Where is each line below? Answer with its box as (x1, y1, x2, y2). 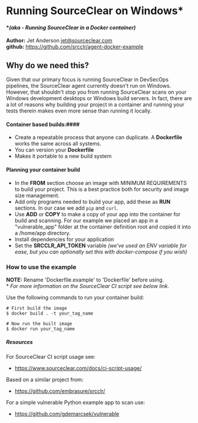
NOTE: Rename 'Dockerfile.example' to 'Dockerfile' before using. (6, 276, 164, 283)
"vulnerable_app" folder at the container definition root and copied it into (14, 223, 192, 230)
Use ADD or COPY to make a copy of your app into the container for (14, 210, 181, 217)
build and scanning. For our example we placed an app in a (14, 217, 158, 224)
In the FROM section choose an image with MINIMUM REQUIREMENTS (14, 179, 187, 186)
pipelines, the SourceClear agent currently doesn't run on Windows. (6, 82, 171, 90)
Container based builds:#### (6, 121, 80, 128)
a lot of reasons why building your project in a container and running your (6, 101, 184, 108)
